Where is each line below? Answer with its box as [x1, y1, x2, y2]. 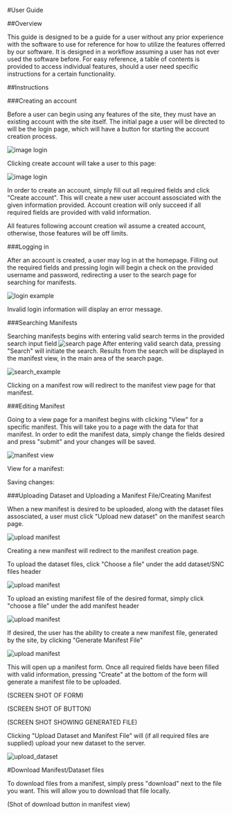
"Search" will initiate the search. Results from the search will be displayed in [7, 347, 224, 355]
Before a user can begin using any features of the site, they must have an [7, 110, 217, 118]
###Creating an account [7, 97, 78, 105]
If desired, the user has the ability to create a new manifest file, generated [7, 629, 218, 636]
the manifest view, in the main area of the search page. [7, 354, 164, 362]
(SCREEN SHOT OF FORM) [7, 691, 84, 699]
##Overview [7, 19, 43, 27]
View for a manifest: [7, 465, 64, 472]
